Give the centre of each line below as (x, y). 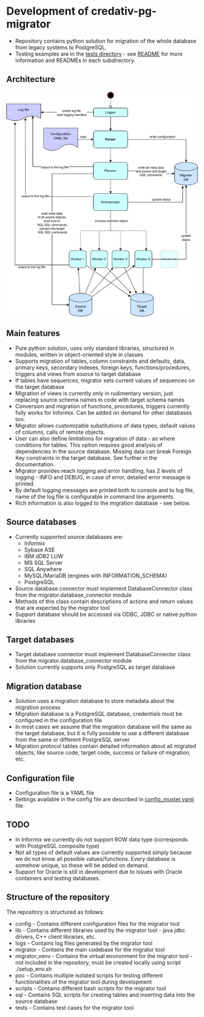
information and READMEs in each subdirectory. (75, 60)
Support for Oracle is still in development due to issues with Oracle (99, 871)
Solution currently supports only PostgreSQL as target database (95, 667)
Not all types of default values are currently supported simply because (104, 852)
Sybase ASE (39, 550)
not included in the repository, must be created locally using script (98, 962)
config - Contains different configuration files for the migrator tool (97, 923)
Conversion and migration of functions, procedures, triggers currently (102, 406)
